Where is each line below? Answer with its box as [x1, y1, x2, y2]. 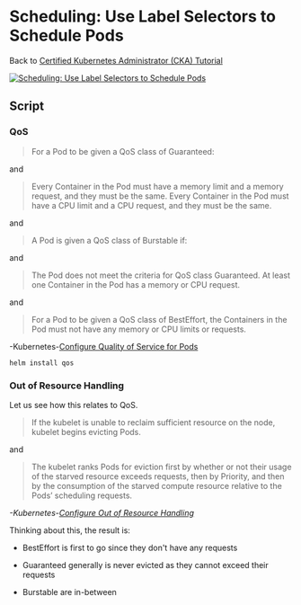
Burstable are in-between [22, 586, 117, 597]
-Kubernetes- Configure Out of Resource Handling [9, 507, 195, 518]
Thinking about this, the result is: [9, 524, 130, 536]
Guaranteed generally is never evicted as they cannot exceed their [22, 559, 270, 570]
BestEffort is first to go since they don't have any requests [22, 542, 238, 553]
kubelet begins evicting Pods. [31, 426, 142, 437]
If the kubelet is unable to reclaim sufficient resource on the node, [31, 416, 276, 428]
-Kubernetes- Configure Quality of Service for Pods [9, 341, 199, 351]
